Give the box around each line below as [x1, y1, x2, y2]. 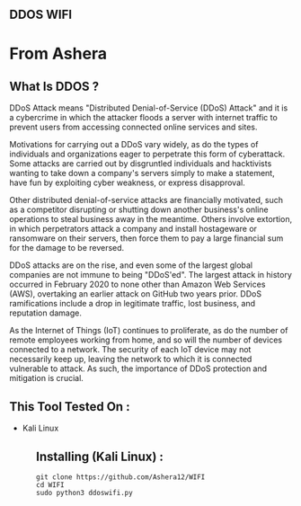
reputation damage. [9, 307, 83, 318]
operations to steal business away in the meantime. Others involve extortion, [9, 214, 293, 225]
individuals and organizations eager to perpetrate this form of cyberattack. [9, 148, 286, 160]
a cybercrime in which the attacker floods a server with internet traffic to [9, 112, 279, 123]
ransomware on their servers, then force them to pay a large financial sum [9, 233, 284, 244]
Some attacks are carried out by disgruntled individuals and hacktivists [9, 158, 272, 169]
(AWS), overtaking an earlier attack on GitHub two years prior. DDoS [9, 289, 262, 299]
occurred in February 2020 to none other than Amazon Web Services [9, 279, 266, 290]
